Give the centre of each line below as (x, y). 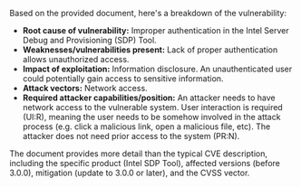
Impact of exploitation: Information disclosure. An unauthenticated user (157, 69)
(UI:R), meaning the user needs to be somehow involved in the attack (151, 117)
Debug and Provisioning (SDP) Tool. (89, 40)
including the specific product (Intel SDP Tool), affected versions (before (145, 163)
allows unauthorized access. (76, 59)
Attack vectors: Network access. (85, 88)
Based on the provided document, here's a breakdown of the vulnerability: (148, 13)
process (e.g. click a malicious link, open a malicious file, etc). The (146, 126)
